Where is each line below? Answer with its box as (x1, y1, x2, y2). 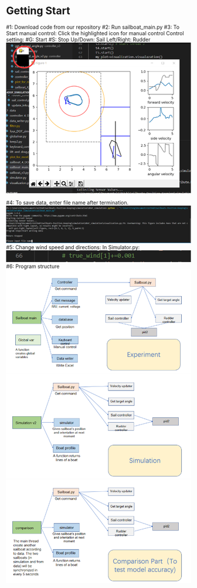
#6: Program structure (6, 263, 60, 270)
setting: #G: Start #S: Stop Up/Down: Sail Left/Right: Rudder (6, 36, 151, 43)
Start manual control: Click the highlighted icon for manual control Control (6, 29, 184, 36)
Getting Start (6, 4, 70, 18)
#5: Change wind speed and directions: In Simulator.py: (6, 244, 140, 251)
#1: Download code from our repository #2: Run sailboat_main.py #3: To (6, 23, 180, 30)
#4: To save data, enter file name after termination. (6, 199, 129, 206)
